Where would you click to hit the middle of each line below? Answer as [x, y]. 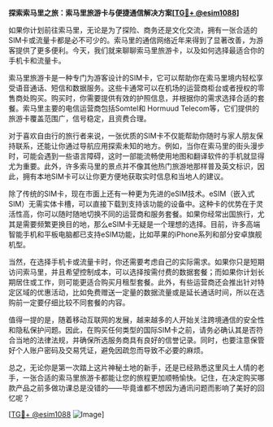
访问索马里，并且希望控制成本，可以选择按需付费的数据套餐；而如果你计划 [133, 272]
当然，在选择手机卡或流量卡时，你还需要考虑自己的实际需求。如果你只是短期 [136, 262]
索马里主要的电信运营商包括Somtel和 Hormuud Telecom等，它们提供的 [141, 108]
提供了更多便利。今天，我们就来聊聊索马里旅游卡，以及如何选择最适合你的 [140, 50]
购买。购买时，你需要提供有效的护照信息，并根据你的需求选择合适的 [143, 98]
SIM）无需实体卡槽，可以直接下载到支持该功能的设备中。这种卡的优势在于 [132, 204]
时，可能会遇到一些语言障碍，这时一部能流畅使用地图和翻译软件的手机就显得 [136, 156]
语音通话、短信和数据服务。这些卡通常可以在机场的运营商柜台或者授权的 [136, 88]
